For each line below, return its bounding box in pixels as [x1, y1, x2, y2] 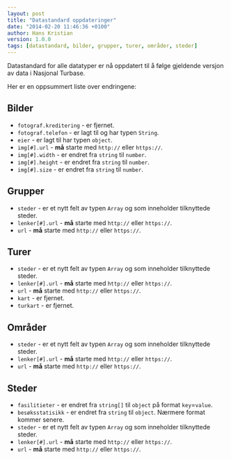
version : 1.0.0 [7, 36, 51, 43]
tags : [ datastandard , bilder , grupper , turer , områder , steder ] [7, 42, 198, 49]
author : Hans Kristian [7, 29, 73, 37]
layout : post [7, 10, 45, 17]
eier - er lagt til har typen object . [17, 135, 113, 144]
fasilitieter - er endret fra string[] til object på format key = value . [17, 401, 214, 409]
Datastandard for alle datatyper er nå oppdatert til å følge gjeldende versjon [7, 62, 224, 69]
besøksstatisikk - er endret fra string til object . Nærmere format [17, 408, 205, 417]
